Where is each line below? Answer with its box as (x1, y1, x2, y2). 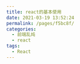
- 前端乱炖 (12, 32, 36, 38)
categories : (6, 26, 36, 32)
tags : (6, 43, 20, 49)
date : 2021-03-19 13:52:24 (6, 15, 75, 21)
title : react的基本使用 (6, 9, 62, 15)
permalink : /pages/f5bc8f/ (6, 20, 75, 26)
